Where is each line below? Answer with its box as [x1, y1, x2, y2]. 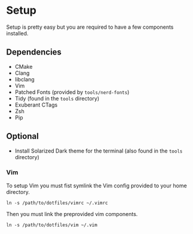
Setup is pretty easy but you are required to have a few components [6, 23, 174, 31]
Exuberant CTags [14, 101, 58, 108]
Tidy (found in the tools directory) [14, 95, 100, 102]
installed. [6, 29, 29, 37]
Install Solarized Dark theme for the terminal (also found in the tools [14, 147, 183, 154]
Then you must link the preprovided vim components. [6, 210, 138, 217]
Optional [6, 131, 39, 141]
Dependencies [6, 47, 62, 57]
